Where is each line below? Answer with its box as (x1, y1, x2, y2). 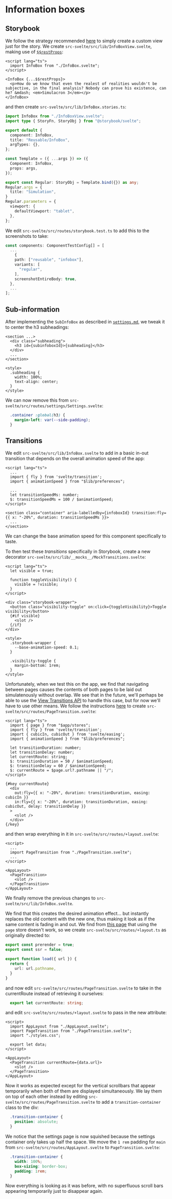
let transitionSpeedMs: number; (10, 493, 80, 498)
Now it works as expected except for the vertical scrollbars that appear (5, 1083, 156, 1089)
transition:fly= (131, 511, 167, 516)
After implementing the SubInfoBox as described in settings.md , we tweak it (5, 318, 165, 325)
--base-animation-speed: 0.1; (14, 645, 80, 650)
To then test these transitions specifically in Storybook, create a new (5, 548, 150, 554)
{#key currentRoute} (5, 781, 50, 787)
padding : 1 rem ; (14, 1169, 47, 1174)
